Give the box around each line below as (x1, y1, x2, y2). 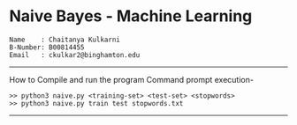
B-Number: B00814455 (9, 42, 86, 52)
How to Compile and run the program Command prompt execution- (9, 74, 255, 85)
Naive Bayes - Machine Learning (9, 6, 253, 26)
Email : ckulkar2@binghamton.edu (9, 50, 141, 59)
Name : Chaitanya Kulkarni (9, 35, 121, 44)
